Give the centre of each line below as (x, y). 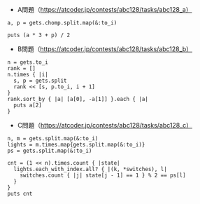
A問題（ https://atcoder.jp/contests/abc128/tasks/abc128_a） (105, 9)
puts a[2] (28, 105)
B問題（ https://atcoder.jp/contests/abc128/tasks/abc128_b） (105, 49)
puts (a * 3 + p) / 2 (39, 35)
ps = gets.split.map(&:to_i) (50, 151)
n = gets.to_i (28, 62)
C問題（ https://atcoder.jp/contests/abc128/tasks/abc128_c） (105, 125)
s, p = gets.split (41, 81)
